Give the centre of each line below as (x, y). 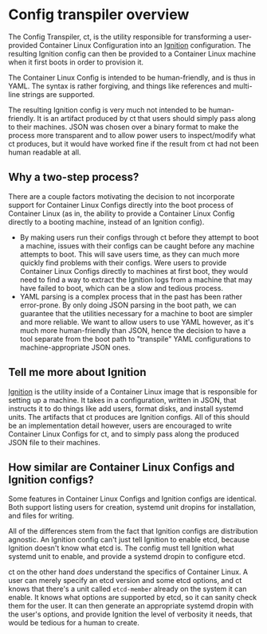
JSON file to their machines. (55, 442)
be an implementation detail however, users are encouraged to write (120, 425)
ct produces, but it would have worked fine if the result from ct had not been (133, 143)
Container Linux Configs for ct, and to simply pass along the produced (124, 434)
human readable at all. (45, 152)
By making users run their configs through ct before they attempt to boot (139, 237)
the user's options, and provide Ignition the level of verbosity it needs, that (130, 614)
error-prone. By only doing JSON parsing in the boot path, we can (128, 305)
